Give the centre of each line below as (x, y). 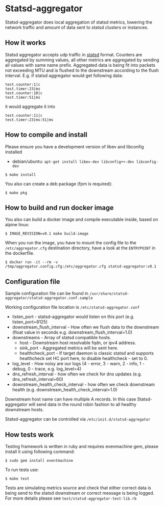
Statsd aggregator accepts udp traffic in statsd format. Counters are (74, 54)
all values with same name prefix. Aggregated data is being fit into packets (80, 65)
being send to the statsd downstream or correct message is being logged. (80, 493)
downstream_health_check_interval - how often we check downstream (83, 385)
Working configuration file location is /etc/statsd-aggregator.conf (72, 307)
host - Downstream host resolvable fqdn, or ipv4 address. (78, 343)
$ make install (21, 175)
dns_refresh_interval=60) (38, 379)
